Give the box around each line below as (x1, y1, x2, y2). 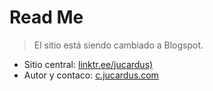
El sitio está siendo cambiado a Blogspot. (33, 39, 204, 51)
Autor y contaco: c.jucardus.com (23, 69, 159, 81)
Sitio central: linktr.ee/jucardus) (23, 58, 154, 70)
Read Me (9, 6, 84, 29)
